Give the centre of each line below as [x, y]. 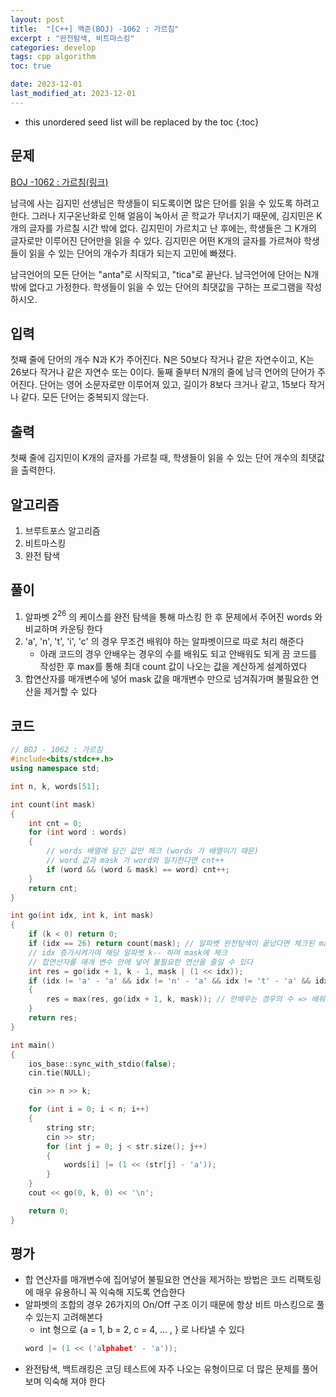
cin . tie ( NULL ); [60, 1073]
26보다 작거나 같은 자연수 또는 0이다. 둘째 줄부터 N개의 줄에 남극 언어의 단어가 [163, 372]
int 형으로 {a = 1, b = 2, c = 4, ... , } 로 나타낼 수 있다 [142, 1330]
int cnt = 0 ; [55, 823]
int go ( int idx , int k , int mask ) [82, 916]
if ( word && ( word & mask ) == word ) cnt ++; [138, 869]
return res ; [53, 1018]
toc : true [31, 66]
